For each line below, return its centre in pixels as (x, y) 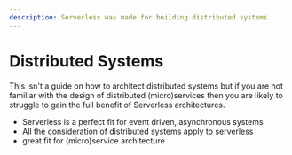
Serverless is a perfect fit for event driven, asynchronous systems (142, 121)
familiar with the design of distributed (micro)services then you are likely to (146, 95)
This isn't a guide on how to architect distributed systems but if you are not (146, 86)
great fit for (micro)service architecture (94, 140)
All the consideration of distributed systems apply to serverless (138, 131)
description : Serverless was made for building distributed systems (138, 17)
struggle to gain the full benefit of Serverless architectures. (117, 105)
